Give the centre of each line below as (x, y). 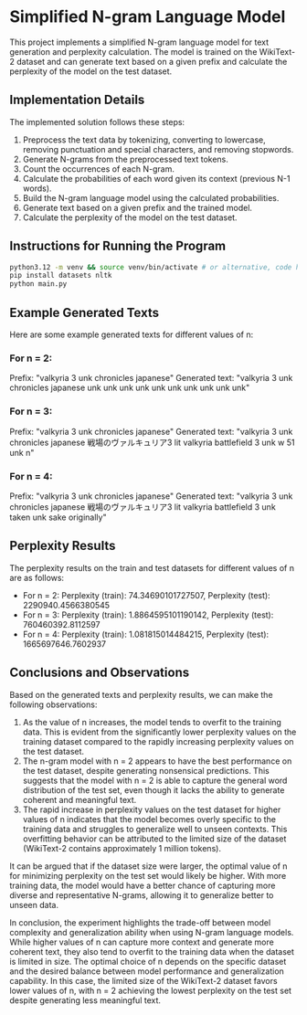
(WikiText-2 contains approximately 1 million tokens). (122, 848)
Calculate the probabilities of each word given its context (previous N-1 (156, 178)
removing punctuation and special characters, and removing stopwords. (158, 149)
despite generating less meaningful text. (85, 1000)
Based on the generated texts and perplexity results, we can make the (141, 694)
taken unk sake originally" (58, 517)
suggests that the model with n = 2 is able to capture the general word (155, 780)
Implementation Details (77, 100)
